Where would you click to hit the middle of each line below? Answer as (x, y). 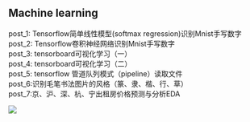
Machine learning (53, 13)
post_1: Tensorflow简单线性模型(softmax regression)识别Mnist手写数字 (125, 33)
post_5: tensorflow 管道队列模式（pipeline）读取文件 (96, 73)
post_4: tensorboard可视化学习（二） (70, 63)
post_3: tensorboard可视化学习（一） (70, 53)
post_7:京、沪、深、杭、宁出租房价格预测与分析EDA (94, 94)
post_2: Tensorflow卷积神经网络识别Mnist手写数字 (92, 43)
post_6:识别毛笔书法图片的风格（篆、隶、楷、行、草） (98, 83)
